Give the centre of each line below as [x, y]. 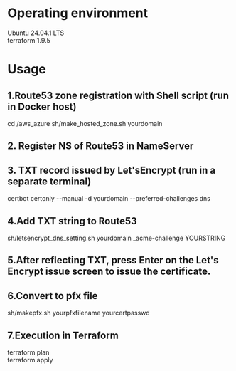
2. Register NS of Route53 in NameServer [101, 146]
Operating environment [78, 13]
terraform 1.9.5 [29, 40]
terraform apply [30, 360]
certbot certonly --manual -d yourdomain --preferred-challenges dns [109, 199]
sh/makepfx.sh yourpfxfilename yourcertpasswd [79, 313]
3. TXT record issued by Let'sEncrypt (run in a [111, 170]
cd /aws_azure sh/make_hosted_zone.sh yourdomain [85, 123]
